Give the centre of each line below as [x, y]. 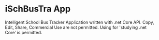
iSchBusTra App [38, 9]
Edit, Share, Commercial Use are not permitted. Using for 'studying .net [76, 27]
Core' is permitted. [24, 32]
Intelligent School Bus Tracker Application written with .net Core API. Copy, [80, 22]
